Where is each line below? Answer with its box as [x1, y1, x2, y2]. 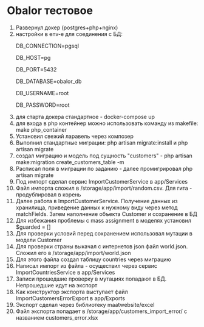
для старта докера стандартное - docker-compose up [15, 113, 155, 120]
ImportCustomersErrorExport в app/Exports [15, 294, 125, 302]
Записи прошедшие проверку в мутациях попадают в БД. [15, 275, 167, 282]
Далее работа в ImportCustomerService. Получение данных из [15, 197, 178, 204]
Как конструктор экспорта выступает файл [15, 288, 128, 295]
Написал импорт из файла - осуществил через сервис [15, 262, 157, 269]
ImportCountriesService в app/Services [15, 268, 115, 276]
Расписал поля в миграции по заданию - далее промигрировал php [15, 165, 193, 172]
